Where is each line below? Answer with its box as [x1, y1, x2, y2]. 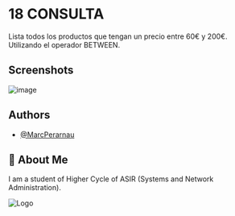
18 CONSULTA [8, 5, 105, 23]
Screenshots [8, 64, 74, 77]
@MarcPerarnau [19, 130, 75, 139]
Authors [8, 108, 51, 122]
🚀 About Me [8, 152, 68, 166]
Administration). [8, 183, 62, 193]
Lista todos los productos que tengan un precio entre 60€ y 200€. [8, 31, 228, 41]
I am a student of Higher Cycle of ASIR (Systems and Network [8, 174, 214, 184]
